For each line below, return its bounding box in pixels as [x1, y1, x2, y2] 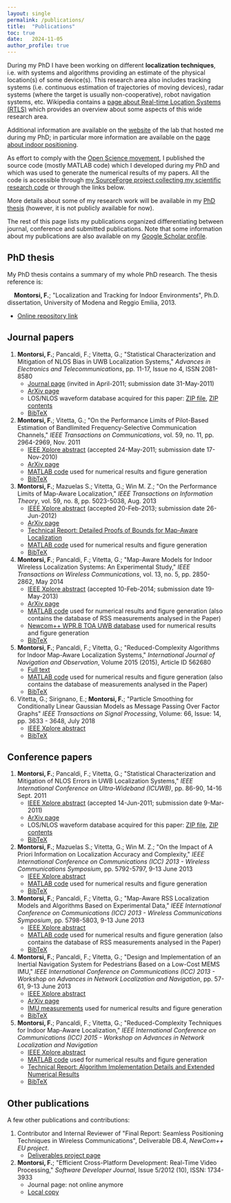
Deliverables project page [27, 1151, 101, 1160]
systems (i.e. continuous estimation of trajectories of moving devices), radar [7, 84, 224, 91]
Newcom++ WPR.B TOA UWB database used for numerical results [27, 621, 217, 629]
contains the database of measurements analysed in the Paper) [27, 680, 208, 688]
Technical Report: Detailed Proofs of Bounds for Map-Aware [27, 526, 199, 534]
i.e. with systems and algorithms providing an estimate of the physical [7, 68, 205, 77]
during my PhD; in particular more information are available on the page [7, 133, 210, 141]
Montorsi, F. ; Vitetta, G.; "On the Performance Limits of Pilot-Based [17, 415, 209, 424]
